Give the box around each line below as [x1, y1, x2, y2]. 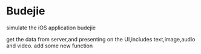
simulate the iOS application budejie [6, 24, 96, 31]
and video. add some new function [6, 42, 93, 49]
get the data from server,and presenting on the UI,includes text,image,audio [6, 35, 196, 43]
